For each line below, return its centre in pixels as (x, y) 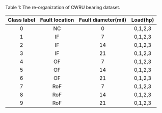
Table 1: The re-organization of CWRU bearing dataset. (63, 7)
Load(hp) (143, 20)
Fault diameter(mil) (102, 20)
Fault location (57, 20)
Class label (22, 20)
